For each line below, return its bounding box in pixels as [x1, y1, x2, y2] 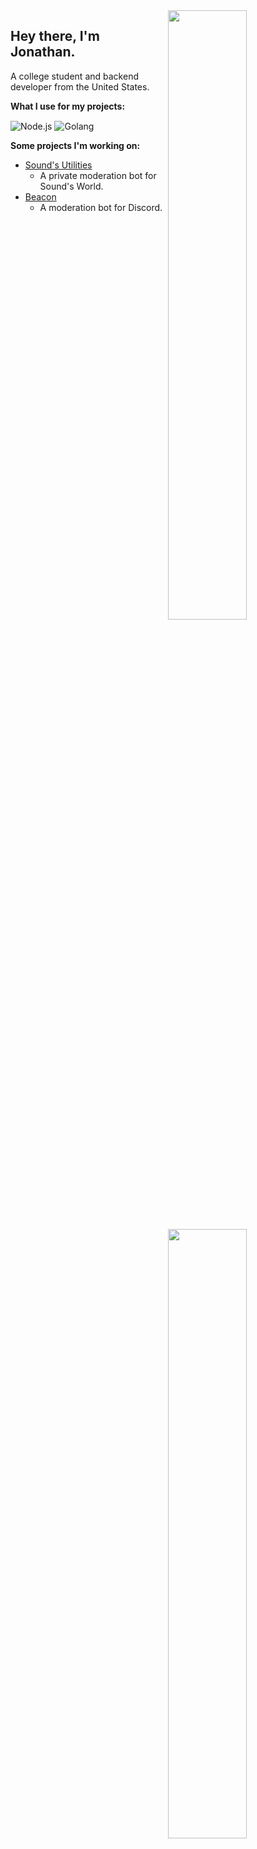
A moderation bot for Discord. [39, 202, 163, 214]
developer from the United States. [10, 80, 150, 93]
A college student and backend [10, 70, 139, 82]
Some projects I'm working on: [10, 140, 141, 152]
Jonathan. [10, 44, 76, 61]
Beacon [24, 191, 57, 203]
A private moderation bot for [39, 170, 157, 182]
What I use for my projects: [10, 100, 126, 112]
